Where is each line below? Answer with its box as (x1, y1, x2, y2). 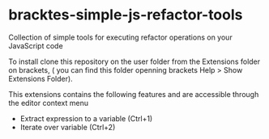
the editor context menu (8, 98, 89, 107)
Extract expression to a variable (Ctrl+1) (19, 113, 153, 123)
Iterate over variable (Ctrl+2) (19, 122, 116, 132)
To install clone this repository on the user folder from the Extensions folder (8, 57, 261, 66)
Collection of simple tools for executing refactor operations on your (8, 32, 233, 42)
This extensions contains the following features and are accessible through (8, 89, 259, 99)
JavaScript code (8, 40, 63, 50)
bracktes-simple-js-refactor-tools (8, 6, 243, 24)
